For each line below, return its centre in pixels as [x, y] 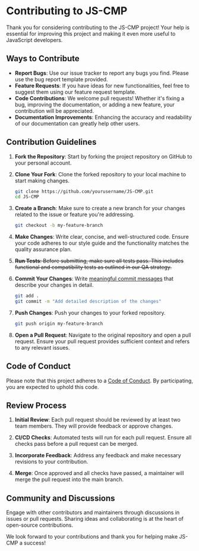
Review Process [36, 406]
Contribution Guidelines [51, 142]
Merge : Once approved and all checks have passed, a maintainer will [99, 473]
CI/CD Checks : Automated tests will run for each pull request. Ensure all [103, 438]
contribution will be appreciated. [54, 110]
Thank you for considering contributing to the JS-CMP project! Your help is [98, 27]
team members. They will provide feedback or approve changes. [94, 426]
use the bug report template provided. [61, 79]
